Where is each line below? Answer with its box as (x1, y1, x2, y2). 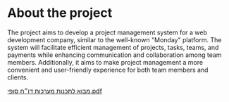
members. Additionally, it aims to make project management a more (7, 58, 203, 66)
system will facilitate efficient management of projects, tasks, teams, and (7, 43, 219, 51)
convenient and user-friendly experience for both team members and (7, 65, 209, 74)
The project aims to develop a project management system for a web (7, 28, 208, 37)
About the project (7, 5, 113, 21)
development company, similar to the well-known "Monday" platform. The (7, 35, 222, 44)
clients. (7, 72, 29, 82)
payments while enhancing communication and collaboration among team (7, 51, 222, 59)
